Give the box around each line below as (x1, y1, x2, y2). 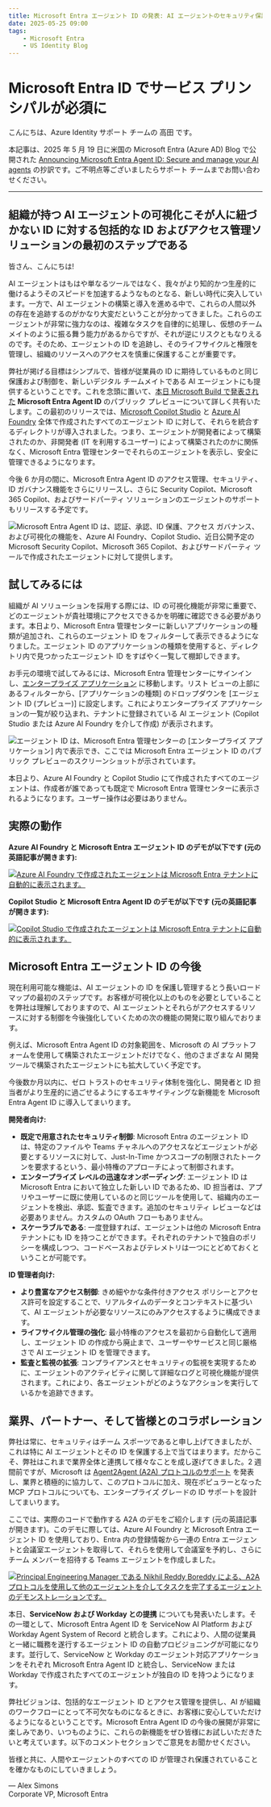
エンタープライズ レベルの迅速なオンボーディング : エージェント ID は (19, 1172, 248, 1182)
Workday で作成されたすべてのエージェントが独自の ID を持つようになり (8, 1670, 248, 1680)
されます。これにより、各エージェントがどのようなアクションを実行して (19, 1378, 260, 1388)
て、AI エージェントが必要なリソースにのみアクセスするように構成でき (19, 1308, 254, 1317)
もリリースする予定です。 (8, 504, 93, 514)
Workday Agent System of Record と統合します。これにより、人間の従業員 (8, 1630, 256, 1639)
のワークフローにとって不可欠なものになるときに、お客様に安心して (8, 1707, 234, 1717)
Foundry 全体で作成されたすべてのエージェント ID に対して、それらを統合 (8, 416, 252, 426)
